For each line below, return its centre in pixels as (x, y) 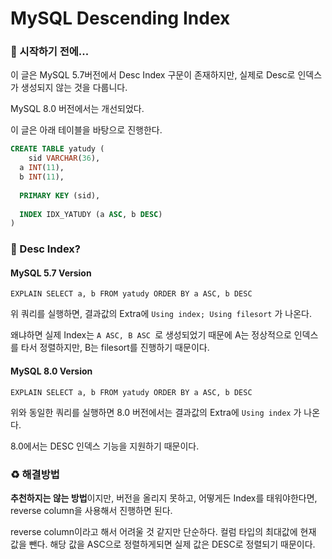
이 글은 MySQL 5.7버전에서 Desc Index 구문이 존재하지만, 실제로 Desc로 (153, 75)
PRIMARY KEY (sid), (60, 195)
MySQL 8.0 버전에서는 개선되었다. (77, 109)
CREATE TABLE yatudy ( (57, 149)
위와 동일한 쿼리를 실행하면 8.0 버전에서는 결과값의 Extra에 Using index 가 (156, 412)
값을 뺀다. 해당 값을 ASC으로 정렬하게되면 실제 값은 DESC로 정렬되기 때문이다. (163, 544)
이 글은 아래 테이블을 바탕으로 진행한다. (86, 130)
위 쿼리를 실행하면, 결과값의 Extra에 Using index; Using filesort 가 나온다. (161, 314)
